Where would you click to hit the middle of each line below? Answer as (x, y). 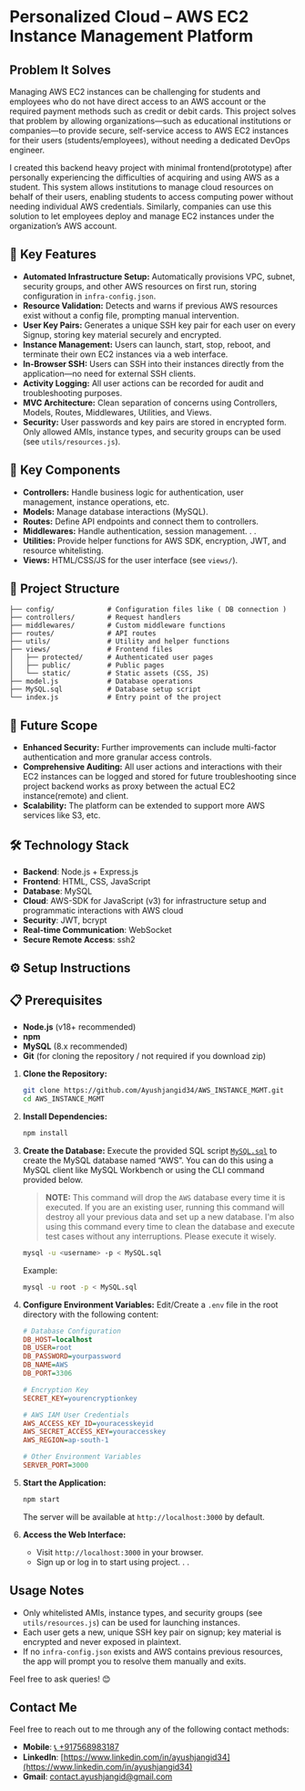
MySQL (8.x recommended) (75, 1046)
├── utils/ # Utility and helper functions (120, 642)
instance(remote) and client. (76, 796)
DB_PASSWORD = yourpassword (71, 1356)
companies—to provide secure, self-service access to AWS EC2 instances (149, 131)
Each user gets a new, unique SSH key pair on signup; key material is (152, 1632)
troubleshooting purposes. (72, 393)
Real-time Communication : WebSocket (97, 930)
